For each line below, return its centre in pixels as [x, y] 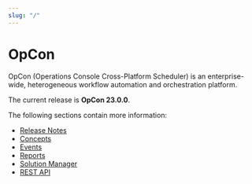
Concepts [35, 138]
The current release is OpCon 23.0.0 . [69, 100]
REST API [35, 172]
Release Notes [43, 130]
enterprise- [226, 76]
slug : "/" [24, 15]
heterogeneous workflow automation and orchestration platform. [132, 84]
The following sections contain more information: [88, 115]
